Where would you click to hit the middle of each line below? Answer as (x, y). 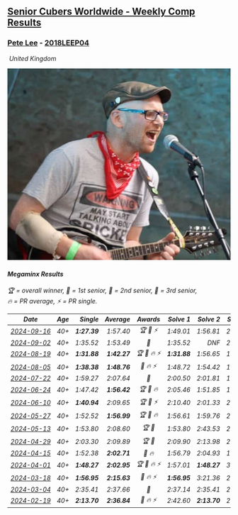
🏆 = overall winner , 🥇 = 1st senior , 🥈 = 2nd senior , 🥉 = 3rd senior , (102, 290)
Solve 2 (209, 319)
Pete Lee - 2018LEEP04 (49, 43)
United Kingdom (33, 58)
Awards (149, 319)
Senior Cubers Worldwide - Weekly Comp (101, 12)
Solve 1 (179, 319)
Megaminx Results (35, 274)
